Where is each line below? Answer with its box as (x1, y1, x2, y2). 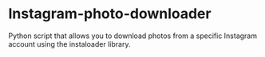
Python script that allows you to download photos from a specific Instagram (8, 31, 258, 40)
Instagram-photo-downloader (8, 5, 212, 23)
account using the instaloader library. (8, 39, 131, 48)
